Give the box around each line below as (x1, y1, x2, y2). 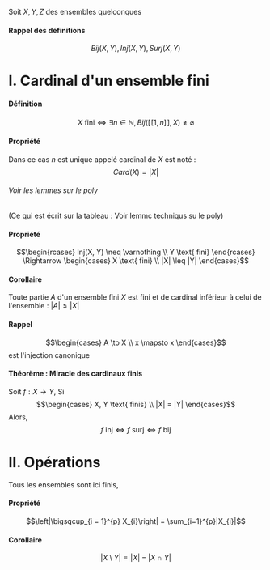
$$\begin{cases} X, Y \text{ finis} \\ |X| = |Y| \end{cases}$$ (36, 399, 236, 409)
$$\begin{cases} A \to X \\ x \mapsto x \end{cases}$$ (45, 338, 226, 347)
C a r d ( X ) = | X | (112, 167, 159, 177)
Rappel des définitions (8, 25, 86, 35)
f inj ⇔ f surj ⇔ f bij (100, 424, 171, 434)
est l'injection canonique (8, 350, 91, 359)
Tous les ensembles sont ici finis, (8, 479, 119, 489)
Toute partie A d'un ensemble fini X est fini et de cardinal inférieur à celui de (8, 292, 262, 302)
